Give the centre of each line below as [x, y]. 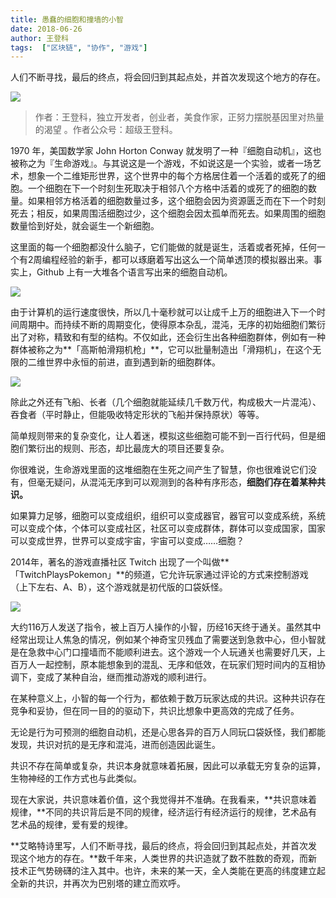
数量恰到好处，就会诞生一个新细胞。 [85, 226]
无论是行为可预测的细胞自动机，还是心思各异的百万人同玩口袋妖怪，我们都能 [168, 732]
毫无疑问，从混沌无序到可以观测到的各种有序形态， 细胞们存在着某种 [176, 482]
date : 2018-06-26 [46, 29]
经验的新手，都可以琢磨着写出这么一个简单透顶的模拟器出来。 [186, 260]
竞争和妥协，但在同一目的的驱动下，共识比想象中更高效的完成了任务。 [155, 711]
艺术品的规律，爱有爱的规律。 [71, 825]
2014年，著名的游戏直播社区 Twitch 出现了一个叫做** [120, 562]
